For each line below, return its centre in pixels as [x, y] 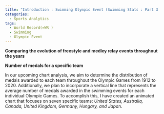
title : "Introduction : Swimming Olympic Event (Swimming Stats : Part [79, 10]
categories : [17, 14]
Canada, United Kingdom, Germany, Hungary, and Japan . [64, 106]
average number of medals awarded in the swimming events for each [75, 91]
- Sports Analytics [29, 19]
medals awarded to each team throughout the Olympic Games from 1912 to [81, 80]
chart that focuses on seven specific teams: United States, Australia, [74, 101]
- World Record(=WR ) [31, 28]
